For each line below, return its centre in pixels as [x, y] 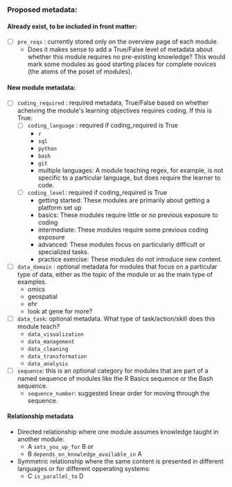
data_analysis [48, 364]
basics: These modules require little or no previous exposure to [128, 215]
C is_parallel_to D [56, 476]
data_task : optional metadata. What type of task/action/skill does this [116, 318]
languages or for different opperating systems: [84, 468]
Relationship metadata [41, 416]
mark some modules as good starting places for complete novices [122, 65]
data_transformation [57, 356]
